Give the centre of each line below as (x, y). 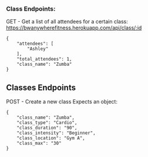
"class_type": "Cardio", (47, 123)
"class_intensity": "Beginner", (56, 133)
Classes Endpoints (41, 87)
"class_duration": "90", (47, 128)
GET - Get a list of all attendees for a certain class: (67, 22)
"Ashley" (38, 49)
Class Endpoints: (31, 9)
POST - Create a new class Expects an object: (62, 102)
